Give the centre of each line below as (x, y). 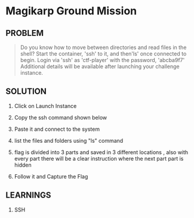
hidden (23, 165)
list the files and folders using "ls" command (69, 140)
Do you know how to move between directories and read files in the (103, 47)
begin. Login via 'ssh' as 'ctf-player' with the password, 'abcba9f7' (102, 60)
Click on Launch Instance (45, 106)
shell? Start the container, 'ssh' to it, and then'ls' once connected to (103, 54)
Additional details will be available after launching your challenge (100, 66)
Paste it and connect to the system (57, 129)
